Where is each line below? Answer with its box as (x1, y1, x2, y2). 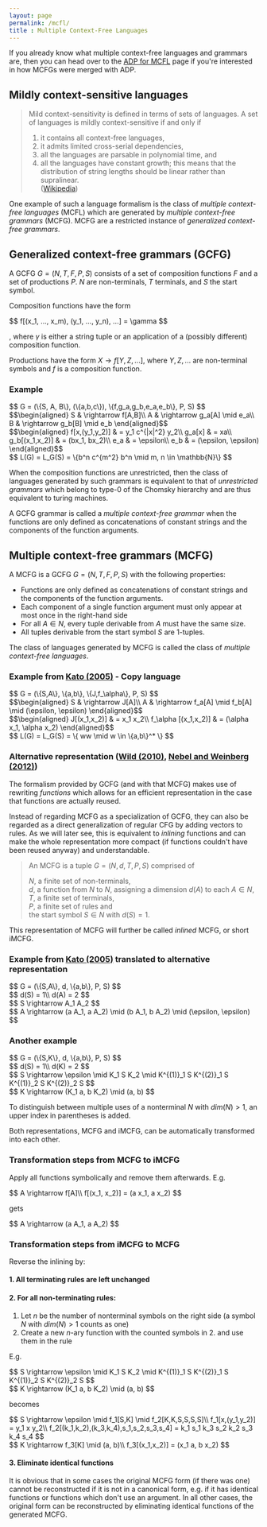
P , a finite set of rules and (28, 901, 114, 911)
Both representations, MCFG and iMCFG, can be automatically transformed (9, 1126, 255, 1136)
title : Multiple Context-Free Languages (9, 26, 149, 34)
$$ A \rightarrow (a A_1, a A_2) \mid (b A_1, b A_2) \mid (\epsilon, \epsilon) (9, 1007, 251, 1016)
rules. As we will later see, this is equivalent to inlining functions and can (9, 828, 246, 838)
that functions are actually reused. (9, 796, 122, 805)
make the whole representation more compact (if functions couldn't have (9, 836, 249, 847)
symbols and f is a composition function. (9, 364, 142, 374)
